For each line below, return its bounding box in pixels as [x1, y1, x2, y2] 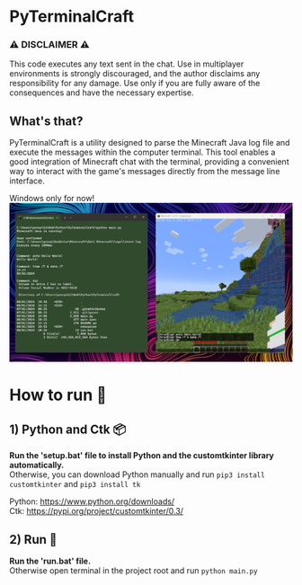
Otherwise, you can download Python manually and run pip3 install [9, 469, 265, 480]
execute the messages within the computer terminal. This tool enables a [9, 146, 276, 158]
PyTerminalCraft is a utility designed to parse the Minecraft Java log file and [9, 137, 290, 148]
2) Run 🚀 [9, 532, 58, 547]
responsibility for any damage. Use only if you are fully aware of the [9, 78, 261, 89]
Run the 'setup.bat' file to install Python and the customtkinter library [9, 450, 274, 461]
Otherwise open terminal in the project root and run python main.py [9, 565, 258, 576]
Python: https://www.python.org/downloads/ [9, 496, 175, 507]
